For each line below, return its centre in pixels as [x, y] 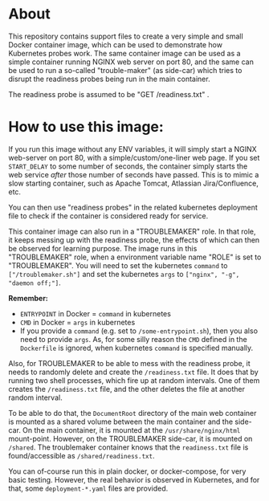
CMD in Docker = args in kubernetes [77, 322]
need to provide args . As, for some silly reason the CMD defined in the [133, 339]
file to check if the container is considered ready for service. [108, 216]
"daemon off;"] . [35, 283]
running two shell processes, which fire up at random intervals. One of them [134, 380]
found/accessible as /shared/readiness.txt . [82, 455]
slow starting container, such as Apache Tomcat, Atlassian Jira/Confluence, [134, 183]
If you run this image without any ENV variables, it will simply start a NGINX [132, 149]
